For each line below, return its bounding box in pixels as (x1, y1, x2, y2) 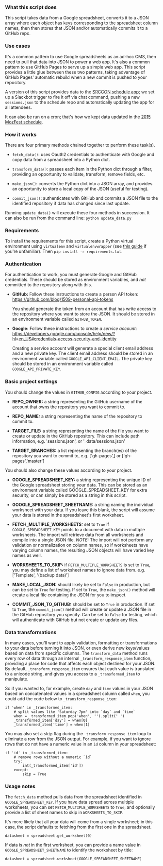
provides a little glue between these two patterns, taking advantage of (5, 69, 146, 75)
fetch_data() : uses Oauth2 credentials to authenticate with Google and (12, 151, 155, 157)
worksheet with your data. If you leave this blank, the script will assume (12, 507, 155, 513)
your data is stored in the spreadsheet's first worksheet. (12, 512, 125, 518)
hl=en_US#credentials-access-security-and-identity (12, 336, 117, 342)
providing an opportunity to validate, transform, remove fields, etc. (12, 171, 145, 177)
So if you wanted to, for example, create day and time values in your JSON (5, 686, 154, 692)
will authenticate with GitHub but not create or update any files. (12, 617, 139, 623)
